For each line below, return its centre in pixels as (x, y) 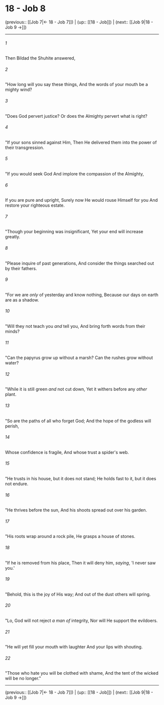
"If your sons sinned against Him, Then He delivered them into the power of (81, 142)
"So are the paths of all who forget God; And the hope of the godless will (78, 421)
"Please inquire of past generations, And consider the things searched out (80, 263)
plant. (11, 394)
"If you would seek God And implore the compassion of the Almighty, (74, 173)
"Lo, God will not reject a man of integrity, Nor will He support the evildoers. (81, 620)
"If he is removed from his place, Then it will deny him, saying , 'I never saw (81, 563)
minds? (12, 331)
